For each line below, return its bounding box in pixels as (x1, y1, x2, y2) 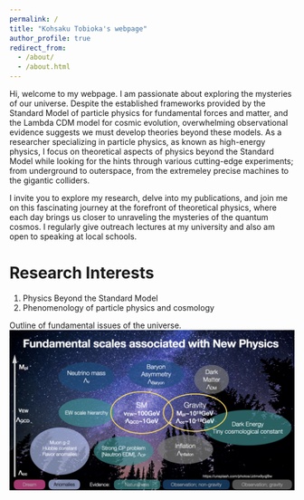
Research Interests (9, 263, 155, 284)
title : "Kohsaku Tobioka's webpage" (9, 24, 147, 34)
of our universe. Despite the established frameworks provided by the (9, 98, 266, 109)
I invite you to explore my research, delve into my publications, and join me (9, 193, 288, 203)
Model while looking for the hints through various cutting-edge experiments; (9, 156, 294, 167)
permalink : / (9, 14, 59, 24)
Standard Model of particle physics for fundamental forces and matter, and (9, 108, 289, 118)
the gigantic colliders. (9, 175, 90, 186)
